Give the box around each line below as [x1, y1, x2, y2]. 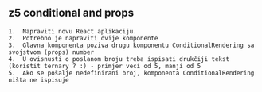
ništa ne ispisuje [8, 75, 69, 84]
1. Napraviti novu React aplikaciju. [8, 27, 137, 35]
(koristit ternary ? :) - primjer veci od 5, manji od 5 [8, 62, 201, 70]
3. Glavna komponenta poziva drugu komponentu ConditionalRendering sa [8, 41, 255, 49]
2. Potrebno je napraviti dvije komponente [8, 34, 158, 42]
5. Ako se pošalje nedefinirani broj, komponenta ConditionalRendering [8, 69, 255, 77]
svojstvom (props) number [8, 48, 94, 56]
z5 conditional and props [8, 6, 135, 20]
